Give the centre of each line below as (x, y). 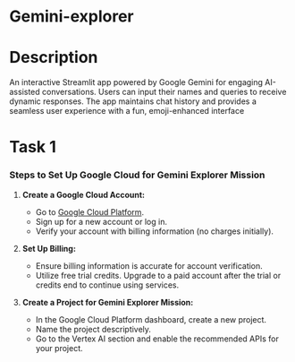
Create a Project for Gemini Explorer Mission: (108, 302)
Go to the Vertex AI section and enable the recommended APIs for (157, 339)
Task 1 (33, 147)
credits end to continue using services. (107, 285)
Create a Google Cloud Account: (84, 194)
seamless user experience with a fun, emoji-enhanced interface (127, 111)
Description (54, 58)
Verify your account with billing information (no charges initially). (155, 231)
